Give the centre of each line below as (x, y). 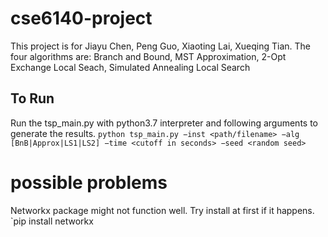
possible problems (89, 182)
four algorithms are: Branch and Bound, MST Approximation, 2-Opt (148, 56)
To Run (32, 98)
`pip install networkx (52, 221)
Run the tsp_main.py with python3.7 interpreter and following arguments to (164, 123)
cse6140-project (81, 18)
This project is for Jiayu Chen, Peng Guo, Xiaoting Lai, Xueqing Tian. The (160, 46)
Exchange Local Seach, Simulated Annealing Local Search (130, 67)
